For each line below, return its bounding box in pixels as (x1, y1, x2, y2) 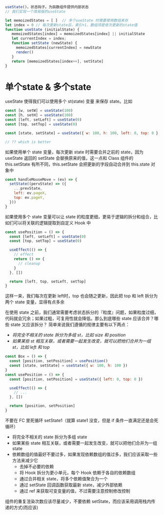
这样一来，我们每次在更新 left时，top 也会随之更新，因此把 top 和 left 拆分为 (5, 293, 158, 299)
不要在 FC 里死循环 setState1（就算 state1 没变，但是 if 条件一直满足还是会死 (5, 417, 159, 423)
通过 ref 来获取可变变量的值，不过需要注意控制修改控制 (19, 488, 130, 494)
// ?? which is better (5, 139, 51, 144)
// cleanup (18, 261, 41, 266)
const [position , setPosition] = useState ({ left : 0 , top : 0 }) (9, 377, 143, 382)
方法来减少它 (12, 457, 38, 463)
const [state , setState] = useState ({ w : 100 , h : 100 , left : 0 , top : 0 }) (5, 130, 161, 135)
